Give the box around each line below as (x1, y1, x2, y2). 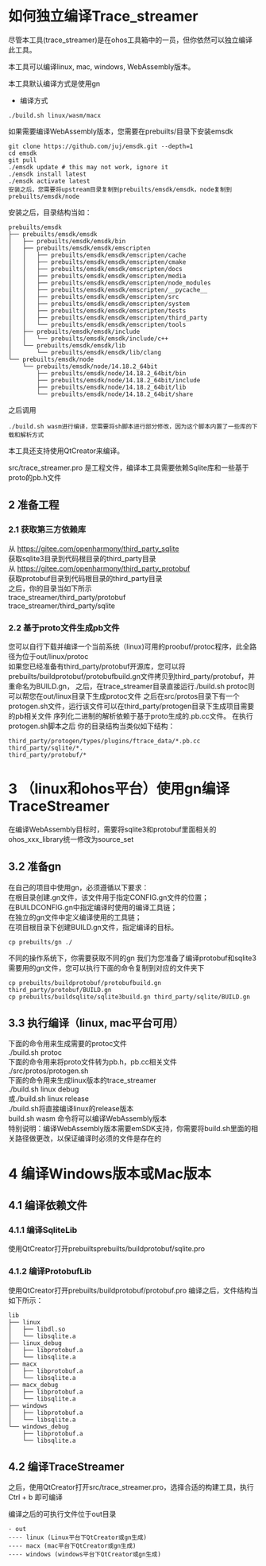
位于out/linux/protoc (21, 651, 89, 661)
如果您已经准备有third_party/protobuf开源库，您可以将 (8, 661, 186, 671)
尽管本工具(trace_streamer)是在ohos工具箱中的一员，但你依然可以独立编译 (8, 35, 253, 45)
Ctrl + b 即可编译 (8, 1492, 64, 1502)
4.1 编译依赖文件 (8, 1199, 87, 1212)
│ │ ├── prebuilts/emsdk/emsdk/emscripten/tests (8, 307, 187, 315)
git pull (8, 156, 37, 164)
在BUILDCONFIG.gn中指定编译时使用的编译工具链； (8, 902, 178, 912)
